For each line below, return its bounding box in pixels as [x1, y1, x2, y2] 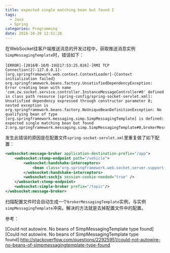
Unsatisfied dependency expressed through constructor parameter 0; [5, 98, 153, 103]
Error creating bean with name [5, 85, 71, 90]
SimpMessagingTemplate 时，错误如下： [5, 52, 84, 58]
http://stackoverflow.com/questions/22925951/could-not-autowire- [20, 236, 161, 242]
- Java [10, 17, 24, 22]
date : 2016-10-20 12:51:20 [5, 31, 62, 36]
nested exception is [5, 103, 49, 108]
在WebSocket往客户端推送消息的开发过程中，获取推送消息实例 [5, 46, 136, 51]
